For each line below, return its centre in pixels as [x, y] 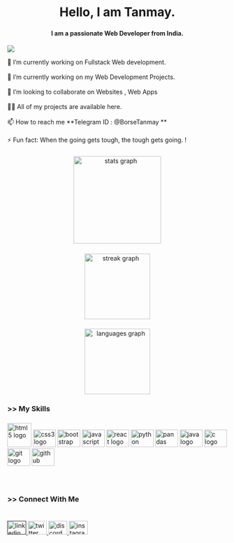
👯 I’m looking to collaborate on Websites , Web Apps [82, 92]
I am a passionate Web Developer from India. [117, 34]
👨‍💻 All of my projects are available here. [65, 106]
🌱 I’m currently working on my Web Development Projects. [91, 77]
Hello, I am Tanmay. [117, 12]
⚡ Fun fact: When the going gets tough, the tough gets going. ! [97, 140]
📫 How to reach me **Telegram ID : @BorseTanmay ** [87, 122]
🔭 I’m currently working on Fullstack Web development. [87, 62]
